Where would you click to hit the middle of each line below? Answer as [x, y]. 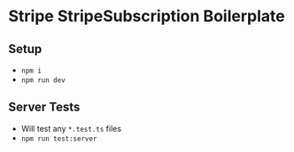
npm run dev [43, 80]
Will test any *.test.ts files [71, 128]
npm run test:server [59, 139]
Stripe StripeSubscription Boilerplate [147, 16]
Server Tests [44, 107]
